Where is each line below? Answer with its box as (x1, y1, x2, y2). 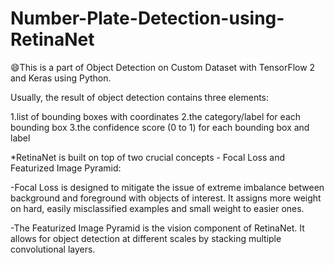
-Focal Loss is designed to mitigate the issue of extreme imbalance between (10, 181, 325, 193)
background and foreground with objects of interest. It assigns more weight (10, 192, 322, 204)
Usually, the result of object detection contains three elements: (10, 91, 270, 103)
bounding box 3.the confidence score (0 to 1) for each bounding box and (10, 121, 310, 133)
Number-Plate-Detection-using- (10, 7, 285, 30)
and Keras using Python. (10, 72, 112, 84)
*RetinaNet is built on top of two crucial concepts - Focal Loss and (10, 151, 286, 163)
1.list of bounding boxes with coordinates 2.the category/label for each (10, 110, 302, 122)
